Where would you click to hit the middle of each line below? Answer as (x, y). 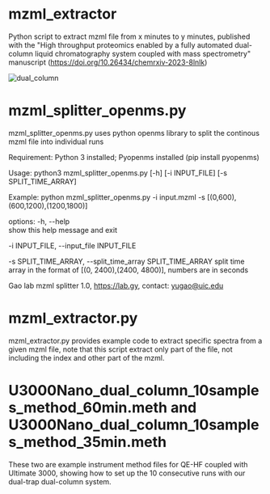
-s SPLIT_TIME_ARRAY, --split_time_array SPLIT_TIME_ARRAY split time (127, 261)
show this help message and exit (63, 230)
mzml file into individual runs (56, 141)
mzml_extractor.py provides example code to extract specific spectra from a (135, 340)
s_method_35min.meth (88, 442)
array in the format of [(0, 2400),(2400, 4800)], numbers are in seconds (129, 270)
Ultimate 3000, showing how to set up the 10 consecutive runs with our (127, 473)
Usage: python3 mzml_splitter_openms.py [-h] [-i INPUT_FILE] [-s (118, 173)
